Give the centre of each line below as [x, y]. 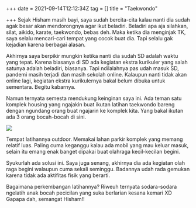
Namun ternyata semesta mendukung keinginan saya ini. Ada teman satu [94, 98]
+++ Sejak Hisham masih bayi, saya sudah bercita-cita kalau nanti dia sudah [98, 20]
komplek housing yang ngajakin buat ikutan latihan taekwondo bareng [90, 104]
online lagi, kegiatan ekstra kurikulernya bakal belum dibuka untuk [86, 81]
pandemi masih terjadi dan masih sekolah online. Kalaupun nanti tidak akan [97, 74]
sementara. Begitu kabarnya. [41, 87]
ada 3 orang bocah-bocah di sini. [46, 117]
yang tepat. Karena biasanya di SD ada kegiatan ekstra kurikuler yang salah [97, 62]
